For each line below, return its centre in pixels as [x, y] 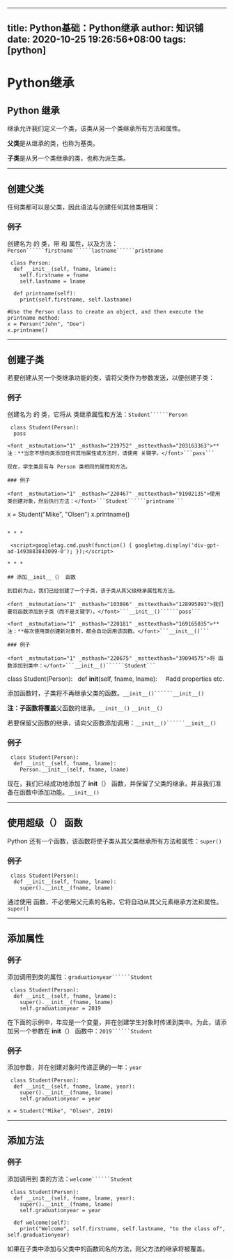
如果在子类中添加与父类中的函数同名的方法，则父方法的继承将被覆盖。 [108, 1249]
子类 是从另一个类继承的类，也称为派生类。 [68, 159]
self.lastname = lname [53, 281]
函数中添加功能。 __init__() [59, 792]
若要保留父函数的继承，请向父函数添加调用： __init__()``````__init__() [112, 723]
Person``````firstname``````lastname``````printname [85, 251]
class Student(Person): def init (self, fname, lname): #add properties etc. [116, 679]
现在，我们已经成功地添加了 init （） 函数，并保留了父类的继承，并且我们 [111, 783]
